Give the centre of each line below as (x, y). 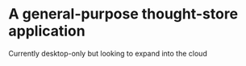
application (47, 31)
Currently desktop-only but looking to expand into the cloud (108, 53)
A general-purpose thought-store (123, 14)
